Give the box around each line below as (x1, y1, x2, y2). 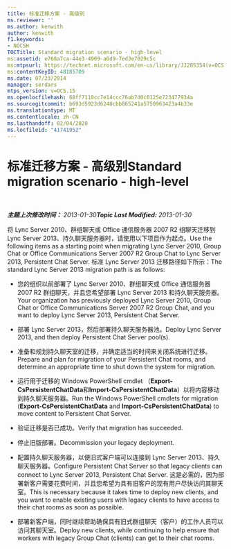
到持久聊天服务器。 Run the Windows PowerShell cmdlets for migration (17, 394, 219, 403)
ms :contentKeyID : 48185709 (7, 68, 85, 75)
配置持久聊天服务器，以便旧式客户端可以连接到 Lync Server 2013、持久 (17, 453, 221, 462)
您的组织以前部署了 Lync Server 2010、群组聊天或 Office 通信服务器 (17, 280, 211, 288)
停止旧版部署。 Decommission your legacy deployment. (17, 439, 175, 447)
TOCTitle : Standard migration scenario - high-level (7, 49, 163, 56)
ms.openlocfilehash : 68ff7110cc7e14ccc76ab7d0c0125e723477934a (7, 94, 194, 101)
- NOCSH (7, 42, 30, 49)
